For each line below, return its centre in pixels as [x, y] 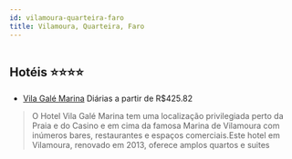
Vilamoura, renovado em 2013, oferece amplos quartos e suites [151, 145]
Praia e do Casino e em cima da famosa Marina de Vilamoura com [156, 126]
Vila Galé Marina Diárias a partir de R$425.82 [108, 99]
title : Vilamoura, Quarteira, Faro [77, 26]
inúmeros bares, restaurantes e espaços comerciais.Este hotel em [156, 135]
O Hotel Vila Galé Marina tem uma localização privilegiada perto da [158, 116]
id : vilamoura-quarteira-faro [67, 18]
